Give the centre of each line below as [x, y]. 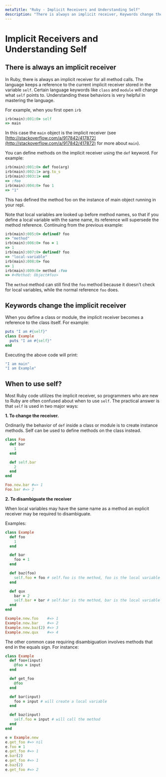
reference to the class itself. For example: [47, 323]
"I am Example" [21, 368]
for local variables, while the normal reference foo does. [62, 290]
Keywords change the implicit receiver [66, 305]
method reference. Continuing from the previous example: [64, 225]
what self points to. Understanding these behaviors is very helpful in [75, 95]
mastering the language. [30, 100]
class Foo [15, 440]
